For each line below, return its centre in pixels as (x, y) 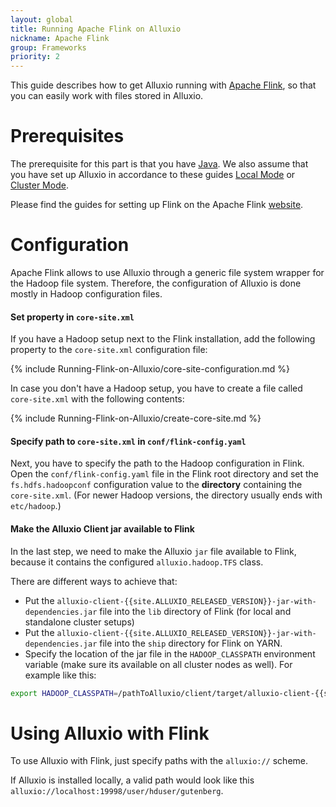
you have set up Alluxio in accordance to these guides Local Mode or (153, 175)
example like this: (60, 675)
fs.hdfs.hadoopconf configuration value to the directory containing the (156, 485)
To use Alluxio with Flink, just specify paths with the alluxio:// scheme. (159, 761)
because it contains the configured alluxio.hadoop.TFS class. (137, 562)
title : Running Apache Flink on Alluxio (96, 29)
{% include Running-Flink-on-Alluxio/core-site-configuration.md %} (150, 369)
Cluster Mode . (39, 185)
